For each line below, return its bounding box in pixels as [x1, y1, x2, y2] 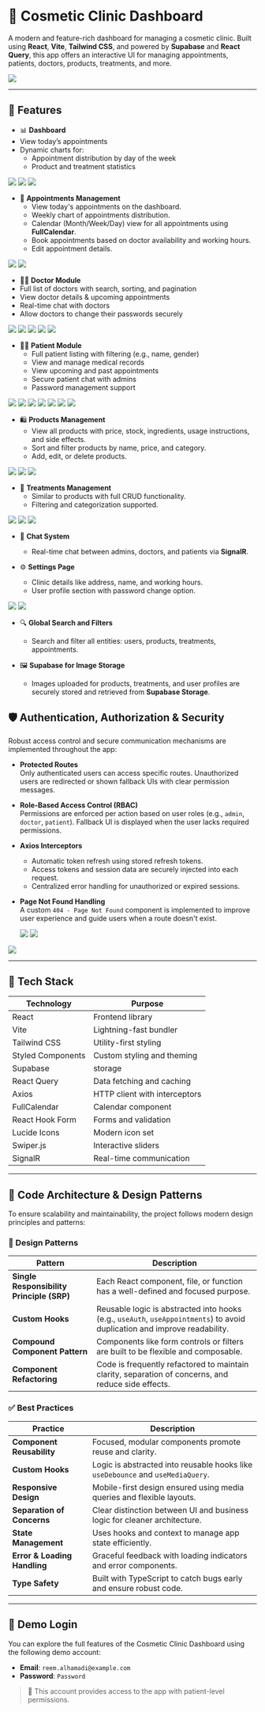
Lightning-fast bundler [93, 1024, 178, 1035]
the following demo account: [8, 1647, 101, 1657]
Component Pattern [12, 1346, 88, 1357]
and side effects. [31, 434, 87, 444]
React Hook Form [12, 1114, 77, 1125]
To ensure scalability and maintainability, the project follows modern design [8, 1209, 254, 1219]
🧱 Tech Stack [8, 974, 74, 988]
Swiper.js [12, 1140, 47, 1151]
